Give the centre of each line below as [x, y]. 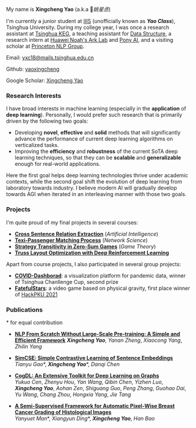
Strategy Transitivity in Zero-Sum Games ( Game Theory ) [85, 246]
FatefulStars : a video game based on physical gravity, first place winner [102, 288]
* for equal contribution [34, 322]
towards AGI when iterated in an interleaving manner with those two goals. [96, 194]
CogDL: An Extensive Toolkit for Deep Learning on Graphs [87, 375]
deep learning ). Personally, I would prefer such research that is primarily [94, 115]
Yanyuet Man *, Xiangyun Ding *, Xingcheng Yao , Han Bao [84, 418]
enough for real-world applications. [57, 164]
